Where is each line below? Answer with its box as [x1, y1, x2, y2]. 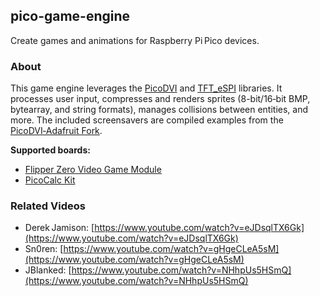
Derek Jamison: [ [24, 222, 95, 234]
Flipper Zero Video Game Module [24, 164, 162, 176]
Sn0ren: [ [24, 243, 64, 255]
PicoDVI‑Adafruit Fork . [10, 125, 103, 137]
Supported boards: [10, 144, 91, 156]
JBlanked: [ [24, 264, 72, 276]
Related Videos [10, 199, 86, 213]
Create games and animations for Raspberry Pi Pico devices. [10, 34, 260, 46]
